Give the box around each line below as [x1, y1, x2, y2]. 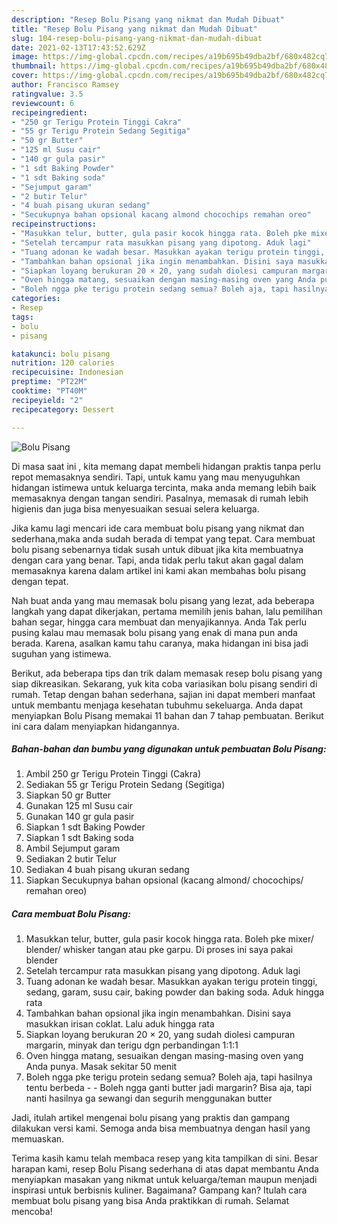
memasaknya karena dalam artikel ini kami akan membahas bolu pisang [11, 564, 307, 576]
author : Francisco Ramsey [11, 80, 119, 90]
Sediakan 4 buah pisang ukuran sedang [25, 864, 190, 876]
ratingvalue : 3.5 [11, 89, 84, 99]
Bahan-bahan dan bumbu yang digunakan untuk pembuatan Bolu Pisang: [11, 743, 327, 755]
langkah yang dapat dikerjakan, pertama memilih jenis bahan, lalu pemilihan [11, 605, 323, 617]
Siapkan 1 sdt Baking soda [25, 832, 134, 844]
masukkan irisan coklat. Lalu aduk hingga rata [25, 1018, 215, 1030]
